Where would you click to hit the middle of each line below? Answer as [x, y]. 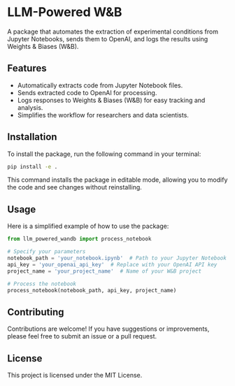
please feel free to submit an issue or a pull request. [82, 336]
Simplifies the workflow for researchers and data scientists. [103, 115]
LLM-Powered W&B [65, 12]
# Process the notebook [42, 284]
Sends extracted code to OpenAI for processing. [87, 92]
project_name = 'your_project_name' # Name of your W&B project [104, 271]
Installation [32, 137]
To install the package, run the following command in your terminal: [104, 154]
